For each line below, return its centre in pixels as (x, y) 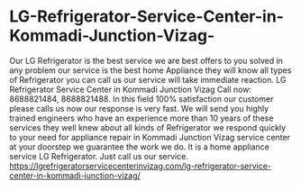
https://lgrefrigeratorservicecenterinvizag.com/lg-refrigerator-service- (141, 166)
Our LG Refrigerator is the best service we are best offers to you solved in (146, 60)
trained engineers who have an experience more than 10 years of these (141, 118)
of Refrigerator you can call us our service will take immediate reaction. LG (148, 79)
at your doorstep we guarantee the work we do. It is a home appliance (140, 147)
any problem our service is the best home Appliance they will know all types (150, 70)
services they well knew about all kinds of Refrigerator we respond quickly (148, 127)
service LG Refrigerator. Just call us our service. (99, 156)
